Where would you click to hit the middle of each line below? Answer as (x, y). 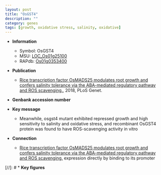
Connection (24, 139)
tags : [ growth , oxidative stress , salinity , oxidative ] (63, 28)
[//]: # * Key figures (25, 168)
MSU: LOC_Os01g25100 (43, 56)
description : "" (21, 18)
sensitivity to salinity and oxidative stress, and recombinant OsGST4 (88, 124)
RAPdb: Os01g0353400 (43, 61)
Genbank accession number (41, 100)
